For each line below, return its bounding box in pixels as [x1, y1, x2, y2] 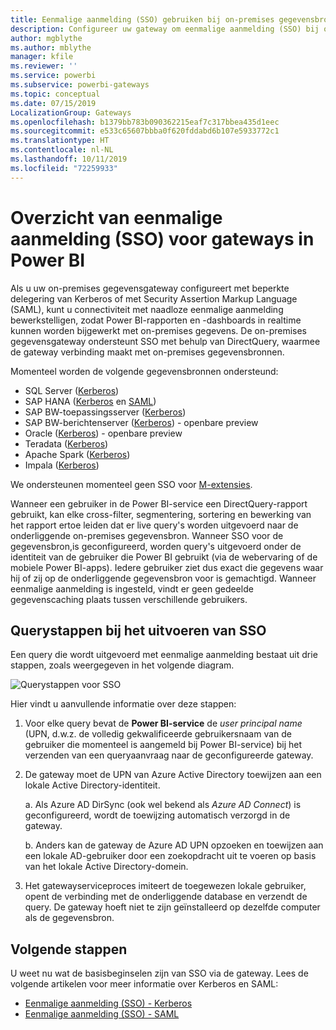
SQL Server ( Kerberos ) [24, 384, 120, 396]
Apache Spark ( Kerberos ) [24, 448, 131, 460]
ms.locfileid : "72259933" [10, 163, 118, 173]
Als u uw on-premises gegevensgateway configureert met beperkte [10, 282, 290, 294]
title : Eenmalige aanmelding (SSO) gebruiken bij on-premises [10, 14, 275, 25]
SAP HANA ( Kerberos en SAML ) [24, 395, 157, 407]
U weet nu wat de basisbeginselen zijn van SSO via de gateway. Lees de [10, 967, 309, 980]
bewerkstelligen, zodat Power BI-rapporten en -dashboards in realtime [10, 314, 302, 326]
